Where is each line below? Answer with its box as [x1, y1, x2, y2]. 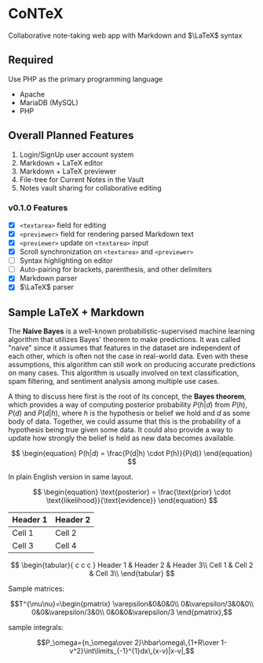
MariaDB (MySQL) [19, 97, 79, 107]
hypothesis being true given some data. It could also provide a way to [8, 425, 233, 435]
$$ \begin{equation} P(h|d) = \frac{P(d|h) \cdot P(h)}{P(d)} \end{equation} [11, 449, 253, 458]
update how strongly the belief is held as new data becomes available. [8, 433, 236, 443]
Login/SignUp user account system [19, 150, 134, 159]
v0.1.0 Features [8, 202, 68, 213]
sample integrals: [8, 623, 64, 632]
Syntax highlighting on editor [19, 256, 113, 265]
